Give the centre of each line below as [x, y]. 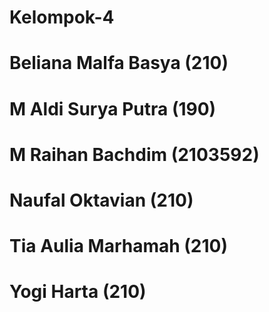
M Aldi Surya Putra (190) [113, 108]
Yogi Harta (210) [78, 292]
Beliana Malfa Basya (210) [119, 63]
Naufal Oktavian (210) [101, 200]
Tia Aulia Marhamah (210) [119, 246]
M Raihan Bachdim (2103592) [134, 154]
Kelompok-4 [62, 17]
